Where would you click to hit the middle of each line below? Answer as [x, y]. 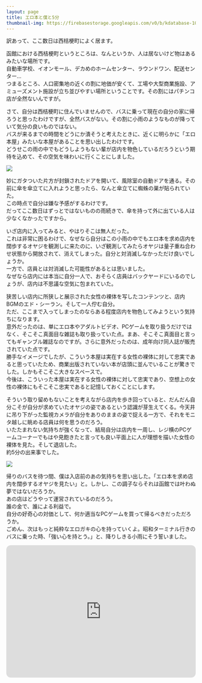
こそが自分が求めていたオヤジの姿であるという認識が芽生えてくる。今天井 [103, 407]
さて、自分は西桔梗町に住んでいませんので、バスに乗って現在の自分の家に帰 [100, 111]
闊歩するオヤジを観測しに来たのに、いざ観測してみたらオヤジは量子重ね [96, 246]
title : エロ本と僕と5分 [33, 17]
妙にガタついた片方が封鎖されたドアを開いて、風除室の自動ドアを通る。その [101, 181]
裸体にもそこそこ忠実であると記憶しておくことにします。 [87, 387]
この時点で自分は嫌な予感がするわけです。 [59, 203]
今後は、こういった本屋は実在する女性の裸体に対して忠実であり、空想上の [98, 379]
